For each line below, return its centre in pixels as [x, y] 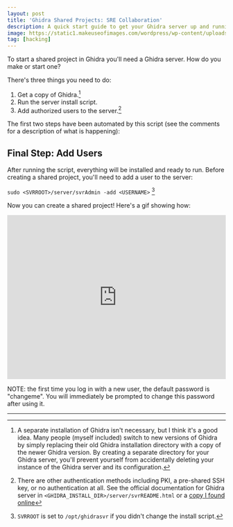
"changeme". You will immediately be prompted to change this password [111, 396]
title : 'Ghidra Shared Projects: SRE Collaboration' [85, 20]
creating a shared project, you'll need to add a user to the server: [100, 177]
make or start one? [34, 67]
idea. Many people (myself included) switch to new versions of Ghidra [117, 437]
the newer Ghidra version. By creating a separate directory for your [113, 452]
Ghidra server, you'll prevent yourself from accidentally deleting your [115, 460]
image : [17, 33]
